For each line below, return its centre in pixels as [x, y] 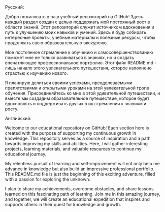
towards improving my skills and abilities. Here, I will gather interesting [76, 144]
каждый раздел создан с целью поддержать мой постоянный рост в [78, 22]
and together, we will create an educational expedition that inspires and [78, 199]
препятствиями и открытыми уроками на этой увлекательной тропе [77, 88]
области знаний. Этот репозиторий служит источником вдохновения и [80, 27]
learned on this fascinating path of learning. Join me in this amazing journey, [83, 194]
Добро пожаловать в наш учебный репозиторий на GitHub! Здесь [74, 16]
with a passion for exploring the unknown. [48, 179]
